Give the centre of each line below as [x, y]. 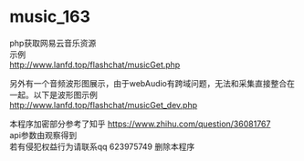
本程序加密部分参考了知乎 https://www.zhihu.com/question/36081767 [140, 124]
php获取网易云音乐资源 [53, 43]
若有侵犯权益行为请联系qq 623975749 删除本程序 [102, 146]
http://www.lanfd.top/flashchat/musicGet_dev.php [104, 105]
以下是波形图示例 [65, 95]
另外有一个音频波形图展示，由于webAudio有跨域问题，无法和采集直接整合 [148, 83]
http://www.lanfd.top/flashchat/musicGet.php [95, 65]
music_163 [50, 17]
